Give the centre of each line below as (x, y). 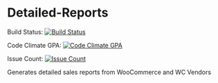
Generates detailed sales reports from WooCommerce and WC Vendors (109, 72)
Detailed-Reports (58, 13)
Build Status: (25, 32)
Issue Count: (25, 58)
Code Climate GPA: (35, 45)
